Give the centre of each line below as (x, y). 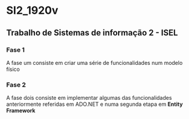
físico (13, 69)
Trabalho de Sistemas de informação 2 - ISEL (92, 33)
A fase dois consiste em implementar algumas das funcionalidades (89, 98)
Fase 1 (16, 50)
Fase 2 (16, 85)
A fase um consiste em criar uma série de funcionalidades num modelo (94, 63)
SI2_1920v (32, 11)
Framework (21, 111)
